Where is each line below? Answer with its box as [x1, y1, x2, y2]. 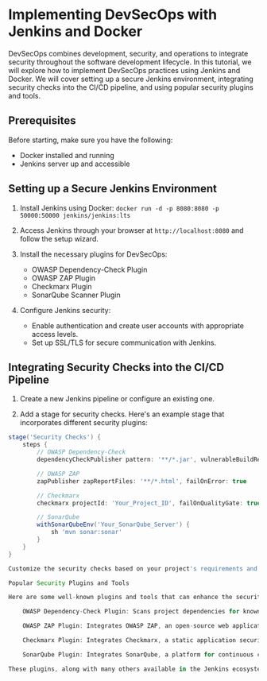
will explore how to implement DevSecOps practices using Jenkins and [8, 65, 241, 75]
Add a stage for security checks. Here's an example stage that [19, 409, 225, 419]
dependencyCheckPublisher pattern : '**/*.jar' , [37, 455, 197, 463]
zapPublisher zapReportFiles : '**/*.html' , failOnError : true [37, 477, 247, 486]
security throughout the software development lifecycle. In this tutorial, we [8, 57, 252, 67]
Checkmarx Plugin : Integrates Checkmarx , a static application [22, 637, 237, 644]
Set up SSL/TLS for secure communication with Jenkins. [31, 338, 217, 347]
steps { [22, 441, 48, 449]
